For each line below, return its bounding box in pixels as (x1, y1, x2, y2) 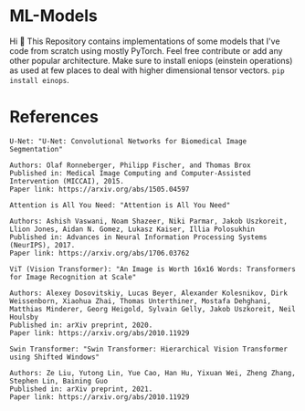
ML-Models (9, 5, 99, 26)
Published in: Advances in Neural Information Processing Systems (9, 232, 268, 242)
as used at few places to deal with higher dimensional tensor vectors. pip (9, 65, 285, 76)
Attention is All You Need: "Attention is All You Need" (9, 200, 231, 210)
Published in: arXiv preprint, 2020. (9, 321, 153, 330)
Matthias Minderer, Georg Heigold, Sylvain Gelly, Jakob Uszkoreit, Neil (9, 304, 297, 313)
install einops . (9, 74, 70, 85)
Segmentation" (9, 144, 64, 153)
